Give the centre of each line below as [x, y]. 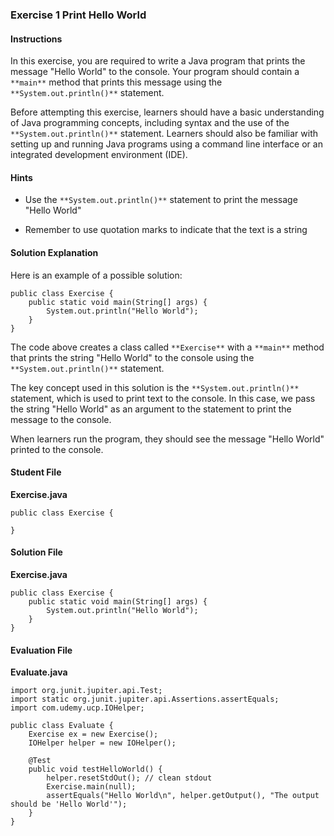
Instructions [36, 39]
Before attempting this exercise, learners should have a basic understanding [167, 112]
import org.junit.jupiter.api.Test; [86, 691]
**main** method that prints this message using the [116, 82]
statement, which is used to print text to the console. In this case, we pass [163, 398]
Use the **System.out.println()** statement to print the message [161, 200]
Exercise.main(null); [91, 787]
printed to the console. [57, 449]
